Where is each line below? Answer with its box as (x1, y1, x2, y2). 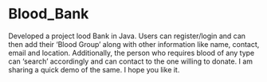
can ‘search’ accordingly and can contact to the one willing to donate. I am (8, 57, 253, 66)
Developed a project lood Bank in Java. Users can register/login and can (8, 31, 245, 41)
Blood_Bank (8, 5, 89, 23)
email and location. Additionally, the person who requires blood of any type (8, 48, 255, 57)
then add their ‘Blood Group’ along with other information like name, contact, (8, 39, 260, 49)
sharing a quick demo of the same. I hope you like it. (8, 64, 180, 74)
